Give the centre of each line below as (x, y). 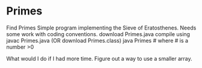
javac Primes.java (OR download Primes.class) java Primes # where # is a (97, 40)
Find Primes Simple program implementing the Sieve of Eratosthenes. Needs (101, 28)
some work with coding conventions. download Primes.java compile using (98, 34)
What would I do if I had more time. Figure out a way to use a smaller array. (99, 58)
